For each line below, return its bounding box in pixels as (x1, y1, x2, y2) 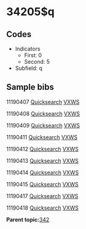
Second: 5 (24, 58, 50, 65)
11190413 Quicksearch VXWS (6, 157, 79, 164)
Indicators (15, 45, 41, 52)
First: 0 (24, 52, 42, 59)
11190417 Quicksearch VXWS (6, 192, 79, 199)
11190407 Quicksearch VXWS (6, 98, 80, 105)
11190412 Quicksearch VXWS (6, 145, 79, 152)
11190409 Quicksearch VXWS (6, 121, 80, 129)
